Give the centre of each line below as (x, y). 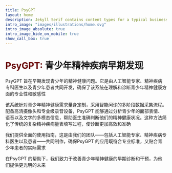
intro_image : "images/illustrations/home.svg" (56, 24)
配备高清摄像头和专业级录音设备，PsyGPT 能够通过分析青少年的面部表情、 (84, 111)
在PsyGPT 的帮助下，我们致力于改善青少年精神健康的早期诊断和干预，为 (82, 158)
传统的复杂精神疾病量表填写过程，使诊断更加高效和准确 (72, 124)
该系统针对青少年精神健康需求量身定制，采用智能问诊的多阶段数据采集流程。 (86, 104)
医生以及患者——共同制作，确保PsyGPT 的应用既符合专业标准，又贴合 (84, 141)
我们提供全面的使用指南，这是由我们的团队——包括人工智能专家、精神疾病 (84, 134)
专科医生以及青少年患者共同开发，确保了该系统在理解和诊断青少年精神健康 (84, 87)
